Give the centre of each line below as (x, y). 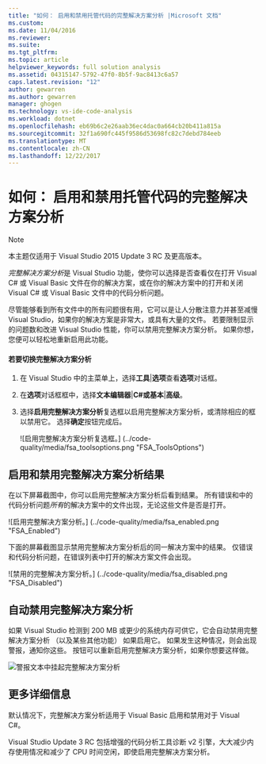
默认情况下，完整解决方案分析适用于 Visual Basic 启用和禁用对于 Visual (124, 715)
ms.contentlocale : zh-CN (49, 148)
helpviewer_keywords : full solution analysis (84, 67)
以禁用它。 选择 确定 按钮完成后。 (73, 422)
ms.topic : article (38, 60)
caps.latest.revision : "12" (55, 82)
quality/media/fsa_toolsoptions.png (77, 447)
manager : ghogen (35, 104)
